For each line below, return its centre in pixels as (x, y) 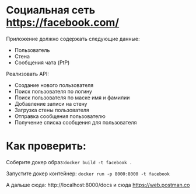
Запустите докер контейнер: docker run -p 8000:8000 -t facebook (88, 174)
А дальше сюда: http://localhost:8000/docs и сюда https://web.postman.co (98, 185)
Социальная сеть (50, 10)
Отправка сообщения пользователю (60, 116)
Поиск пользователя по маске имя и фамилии (72, 98)
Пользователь (32, 50)
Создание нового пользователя (54, 85)
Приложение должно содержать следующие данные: (73, 39)
